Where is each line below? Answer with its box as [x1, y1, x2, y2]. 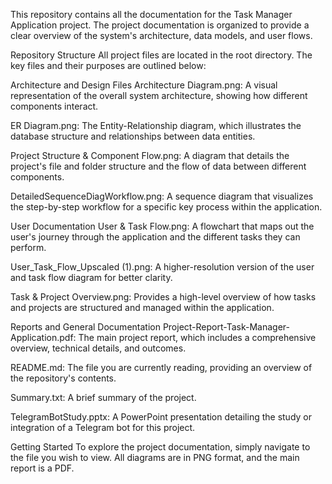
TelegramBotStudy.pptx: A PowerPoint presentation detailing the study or [10, 411, 312, 423]
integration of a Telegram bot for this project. [10, 422, 196, 433]
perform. [10, 242, 47, 253]
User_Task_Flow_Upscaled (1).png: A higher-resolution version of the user [10, 261, 315, 273]
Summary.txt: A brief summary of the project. [10, 392, 197, 403]
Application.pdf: [10, 332, 77, 343]
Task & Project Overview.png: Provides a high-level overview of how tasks [10, 291, 317, 303]
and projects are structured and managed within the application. [10, 302, 275, 313]
